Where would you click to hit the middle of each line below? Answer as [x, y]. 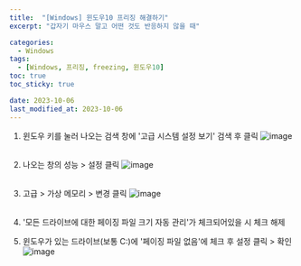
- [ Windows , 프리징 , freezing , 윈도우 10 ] [91, 68]
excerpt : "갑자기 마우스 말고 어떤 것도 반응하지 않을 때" [105, 26]
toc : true [28, 76]
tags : [19, 60]
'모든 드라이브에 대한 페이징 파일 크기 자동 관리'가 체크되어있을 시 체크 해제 [154, 222]
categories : [32, 42]
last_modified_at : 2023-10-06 [66, 109]
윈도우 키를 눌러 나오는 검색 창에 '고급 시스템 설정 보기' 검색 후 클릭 [141, 135]
